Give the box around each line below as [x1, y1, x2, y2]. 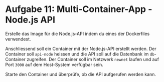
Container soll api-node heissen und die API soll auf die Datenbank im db [5, 51, 154, 57]
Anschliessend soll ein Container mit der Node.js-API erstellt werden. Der [5, 45, 156, 51]
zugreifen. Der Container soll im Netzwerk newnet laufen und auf [27, 56, 159, 62]
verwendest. [5, 36, 31, 42]
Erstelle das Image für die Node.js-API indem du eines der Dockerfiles [5, 30, 150, 36]
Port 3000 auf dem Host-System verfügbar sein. [5, 61, 104, 67]
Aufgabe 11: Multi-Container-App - [5, 3, 152, 15]
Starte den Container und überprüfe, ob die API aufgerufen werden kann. [5, 71, 156, 77]
